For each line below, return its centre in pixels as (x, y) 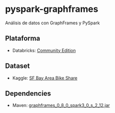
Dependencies (28, 93)
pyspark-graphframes (52, 9)
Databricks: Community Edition (44, 50)
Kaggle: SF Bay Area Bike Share (45, 78)
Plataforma (23, 38)
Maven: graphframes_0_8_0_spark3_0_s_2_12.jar (61, 106)
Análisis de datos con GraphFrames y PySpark (53, 23)
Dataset (18, 66)
